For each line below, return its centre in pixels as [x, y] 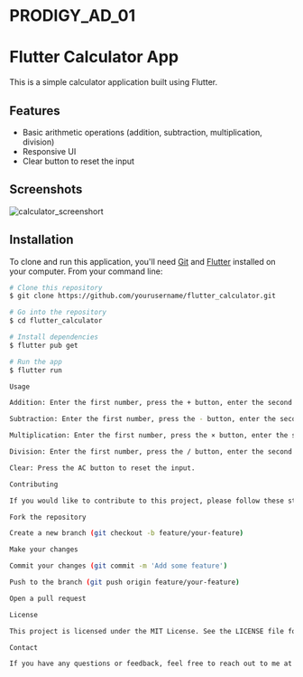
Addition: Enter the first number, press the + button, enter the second [151, 403]
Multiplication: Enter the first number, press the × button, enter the [149, 436]
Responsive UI [49, 151]
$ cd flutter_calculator [56, 321]
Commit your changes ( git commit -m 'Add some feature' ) [119, 566]
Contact [24, 647]
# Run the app [36, 362]
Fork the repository [48, 517]
